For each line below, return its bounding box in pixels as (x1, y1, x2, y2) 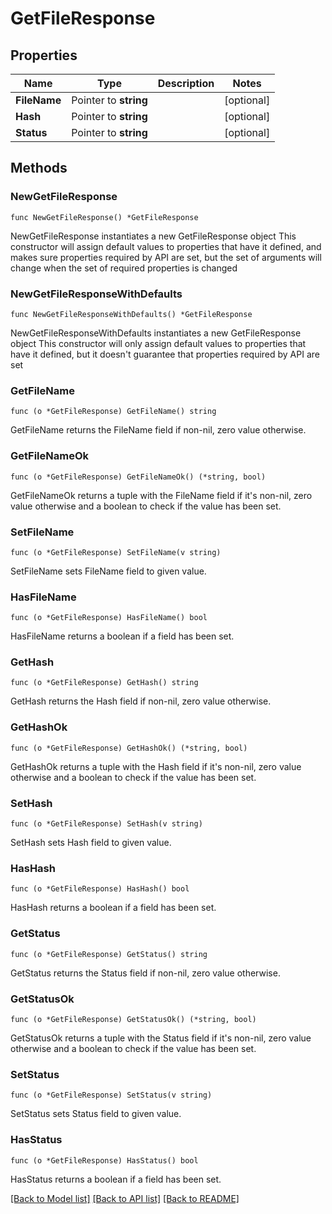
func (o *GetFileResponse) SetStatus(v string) (10, 1090, 213, 1101)
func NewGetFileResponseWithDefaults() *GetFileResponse (10, 309, 253, 319)
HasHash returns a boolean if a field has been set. (10, 902, 217, 914)
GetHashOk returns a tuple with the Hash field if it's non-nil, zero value (10, 760, 302, 772)
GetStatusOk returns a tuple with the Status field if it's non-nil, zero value (10, 1032, 312, 1044)
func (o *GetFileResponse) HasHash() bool (10, 884, 190, 894)
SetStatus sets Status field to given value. (10, 1108, 182, 1120)
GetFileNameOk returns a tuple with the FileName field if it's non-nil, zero (10, 489, 313, 501)
